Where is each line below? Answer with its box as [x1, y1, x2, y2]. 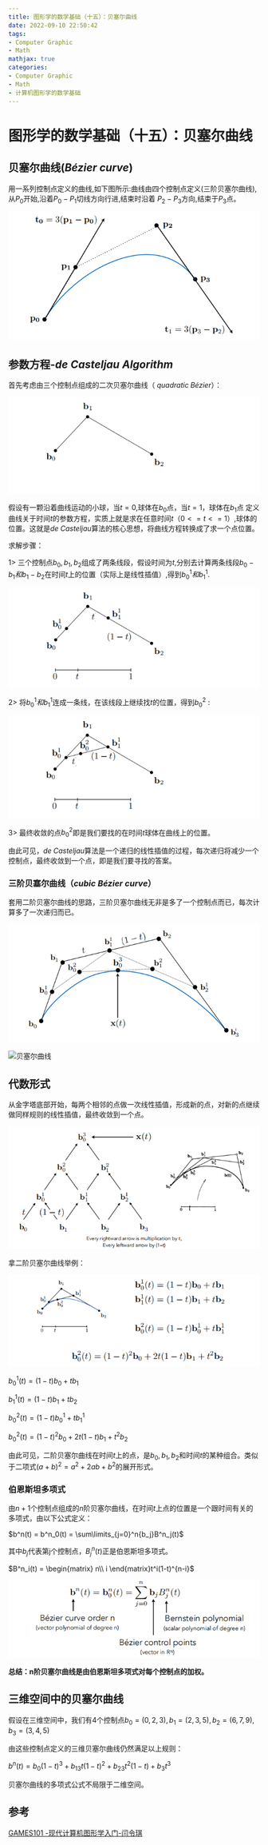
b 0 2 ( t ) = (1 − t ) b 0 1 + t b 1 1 [8, 1412, 85, 1425]
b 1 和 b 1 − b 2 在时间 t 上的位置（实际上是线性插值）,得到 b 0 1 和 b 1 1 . [8, 568, 211, 581]
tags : [8, 30, 26, 38]
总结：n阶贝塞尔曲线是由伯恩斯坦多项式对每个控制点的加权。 [8, 1667, 209, 1676]
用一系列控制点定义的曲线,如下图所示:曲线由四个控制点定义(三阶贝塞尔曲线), [8, 184, 258, 193]
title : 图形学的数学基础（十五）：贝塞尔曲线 [8, 13, 138, 21]
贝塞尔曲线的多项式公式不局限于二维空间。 [8, 1779, 148, 1789]
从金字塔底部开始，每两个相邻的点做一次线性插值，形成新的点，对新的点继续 [8, 1099, 260, 1109]
